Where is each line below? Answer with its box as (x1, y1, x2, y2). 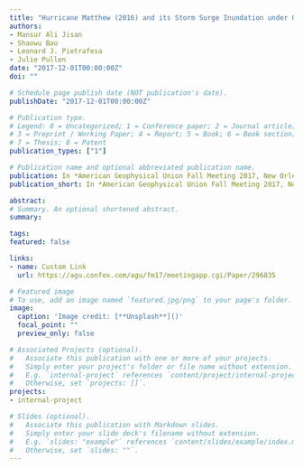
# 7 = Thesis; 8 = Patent (9, 138, 106, 147)
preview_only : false (17, 329, 95, 338)
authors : (9, 22, 42, 31)
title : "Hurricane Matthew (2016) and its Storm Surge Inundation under (9, 13, 289, 23)
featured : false (9, 238, 70, 247)
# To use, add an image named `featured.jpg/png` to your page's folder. (9, 295, 293, 304)
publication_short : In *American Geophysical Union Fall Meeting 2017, (9, 180, 284, 189)
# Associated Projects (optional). (9, 345, 143, 354)
